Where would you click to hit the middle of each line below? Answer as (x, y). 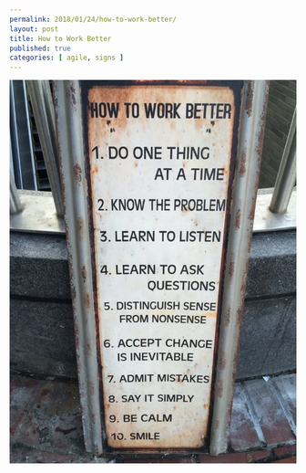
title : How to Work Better (61, 38)
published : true (40, 48)
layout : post (34, 29)
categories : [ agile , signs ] (67, 58)
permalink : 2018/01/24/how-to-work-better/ (93, 19)
